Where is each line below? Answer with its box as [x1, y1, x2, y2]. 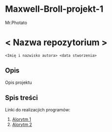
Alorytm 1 [12, 116, 32, 122]
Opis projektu [5, 79, 33, 85]
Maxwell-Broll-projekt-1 [5, 3, 104, 15]
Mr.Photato [5, 20, 28, 26]
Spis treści [5, 94, 38, 102]
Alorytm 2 [12, 121, 33, 127]
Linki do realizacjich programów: [5, 106, 71, 112]
